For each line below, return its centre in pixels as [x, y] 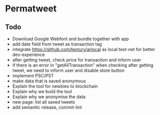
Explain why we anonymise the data [49, 97]
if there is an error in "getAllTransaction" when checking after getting [83, 65]
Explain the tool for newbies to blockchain [55, 86]
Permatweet [31, 9]
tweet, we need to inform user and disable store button [68, 70]
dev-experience [28, 55]
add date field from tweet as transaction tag [57, 44]
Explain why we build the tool [42, 91]
